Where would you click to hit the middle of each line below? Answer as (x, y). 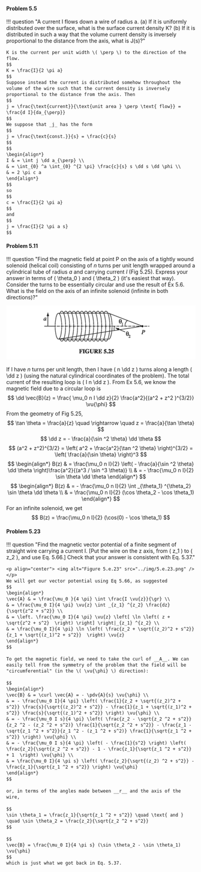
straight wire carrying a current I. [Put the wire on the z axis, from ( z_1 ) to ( (100, 551)
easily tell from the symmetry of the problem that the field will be (96, 665)
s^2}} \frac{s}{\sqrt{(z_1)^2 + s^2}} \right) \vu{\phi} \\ (83, 713)
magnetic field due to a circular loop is (53, 389)
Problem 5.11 (22, 245)
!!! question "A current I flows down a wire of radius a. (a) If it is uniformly (97, 22)
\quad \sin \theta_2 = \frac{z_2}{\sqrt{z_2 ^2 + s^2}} (77, 821)
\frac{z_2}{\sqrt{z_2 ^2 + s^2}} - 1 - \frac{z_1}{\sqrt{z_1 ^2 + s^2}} (99, 749)
